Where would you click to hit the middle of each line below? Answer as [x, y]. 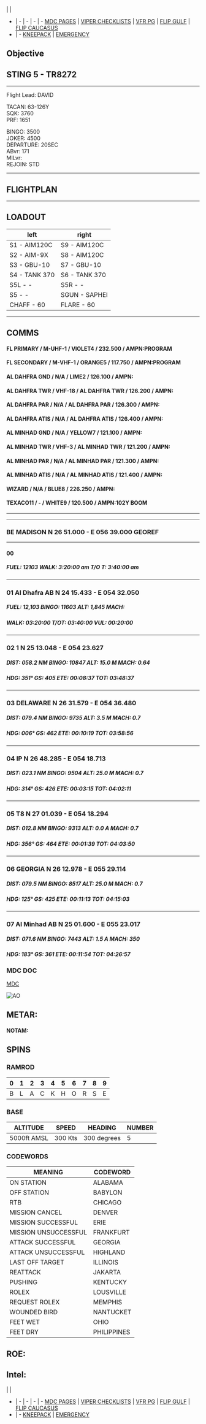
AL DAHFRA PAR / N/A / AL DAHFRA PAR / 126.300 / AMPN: [83, 405]
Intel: [16, 1375]
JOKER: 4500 [24, 139]
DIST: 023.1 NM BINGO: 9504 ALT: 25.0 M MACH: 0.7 [75, 773]
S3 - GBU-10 [30, 265]
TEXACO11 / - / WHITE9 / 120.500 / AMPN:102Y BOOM [77, 503]
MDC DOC [22, 970]
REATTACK [25, 1273]
